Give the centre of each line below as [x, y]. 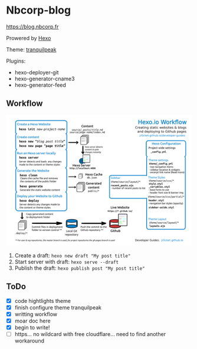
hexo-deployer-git [37, 72]
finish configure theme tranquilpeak [58, 307]
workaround [29, 341]
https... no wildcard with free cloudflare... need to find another [90, 334]
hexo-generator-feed [40, 85]
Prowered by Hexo [29, 38]
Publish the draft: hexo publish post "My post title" [80, 268]
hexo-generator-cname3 [45, 79]
